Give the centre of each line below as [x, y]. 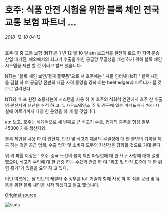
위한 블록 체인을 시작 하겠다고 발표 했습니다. [57, 185]
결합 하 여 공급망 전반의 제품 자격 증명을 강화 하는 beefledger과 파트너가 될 [83, 82]
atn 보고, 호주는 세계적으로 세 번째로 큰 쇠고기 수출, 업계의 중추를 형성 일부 [77, 122]
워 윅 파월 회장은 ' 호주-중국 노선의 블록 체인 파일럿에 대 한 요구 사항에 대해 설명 [82, 156]
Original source [21, 195]
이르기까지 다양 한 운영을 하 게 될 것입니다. [56, 111]
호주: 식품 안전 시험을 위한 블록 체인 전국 [82, 10]
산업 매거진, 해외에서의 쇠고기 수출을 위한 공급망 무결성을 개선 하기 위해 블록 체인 [83, 59]
